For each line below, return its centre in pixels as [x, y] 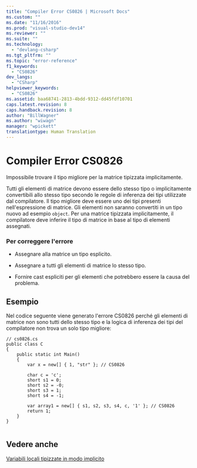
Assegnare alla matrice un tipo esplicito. [63, 254]
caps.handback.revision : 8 [39, 110]
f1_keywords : [22, 66]
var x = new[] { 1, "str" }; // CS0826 [76, 365]
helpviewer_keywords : [33, 88]
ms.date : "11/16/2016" [34, 22]
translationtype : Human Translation [51, 132]
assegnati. [19, 226]
